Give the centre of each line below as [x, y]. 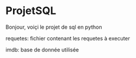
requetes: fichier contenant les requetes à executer [68, 38]
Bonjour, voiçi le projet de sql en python [54, 27]
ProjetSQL [31, 11]
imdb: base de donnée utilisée [42, 50]
